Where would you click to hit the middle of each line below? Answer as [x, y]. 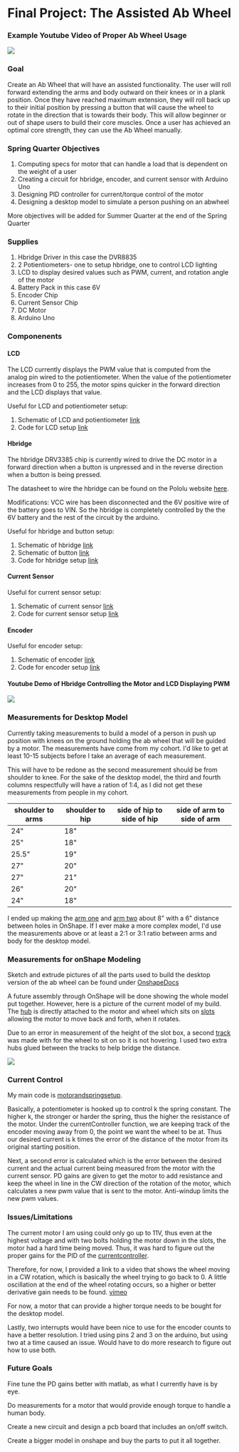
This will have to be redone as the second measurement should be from [113, 770]
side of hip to [140, 809]
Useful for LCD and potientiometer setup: [68, 406]
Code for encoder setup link [59, 668]
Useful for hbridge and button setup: [61, 531]
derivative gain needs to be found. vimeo [68, 1292]
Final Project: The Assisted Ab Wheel [119, 13]
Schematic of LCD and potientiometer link [79, 419]
